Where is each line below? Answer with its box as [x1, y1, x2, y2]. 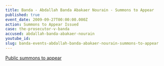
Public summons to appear [5, 55, 62, 61]
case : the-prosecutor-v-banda [5, 27, 70, 32]
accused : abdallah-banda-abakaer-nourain [5, 31, 95, 36]
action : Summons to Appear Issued [5, 21, 79, 27]
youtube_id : [5, 36, 31, 41]
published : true [5, 12, 40, 17]
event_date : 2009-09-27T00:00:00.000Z [5, 17, 88, 22]
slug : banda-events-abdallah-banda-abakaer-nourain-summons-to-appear [5, 41, 159, 46]
